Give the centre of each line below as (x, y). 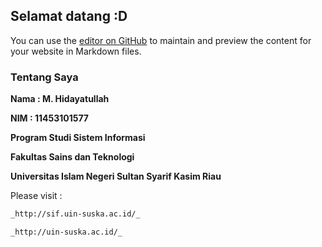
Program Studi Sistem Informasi (78, 138)
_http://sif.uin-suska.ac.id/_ (75, 214)
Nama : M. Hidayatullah (60, 99)
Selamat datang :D (69, 16)
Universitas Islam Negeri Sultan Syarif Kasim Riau (116, 176)
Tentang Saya (44, 77)
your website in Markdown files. (76, 51)
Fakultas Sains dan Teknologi (72, 157)
